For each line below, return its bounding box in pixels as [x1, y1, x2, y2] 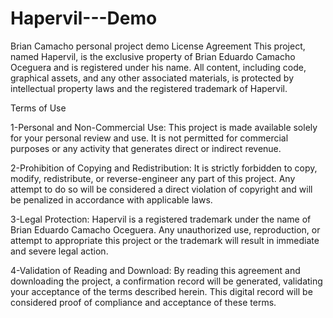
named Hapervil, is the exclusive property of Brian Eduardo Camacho [10, 50, 296, 62]
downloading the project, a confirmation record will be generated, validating [10, 275, 323, 287]
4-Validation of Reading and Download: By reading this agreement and [10, 264, 301, 276]
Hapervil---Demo [10, 7, 158, 30]
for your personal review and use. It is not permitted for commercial [10, 132, 289, 144]
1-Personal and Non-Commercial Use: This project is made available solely [10, 121, 318, 133]
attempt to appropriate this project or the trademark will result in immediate [10, 234, 320, 246]
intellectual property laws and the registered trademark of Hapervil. [10, 82, 288, 94]
